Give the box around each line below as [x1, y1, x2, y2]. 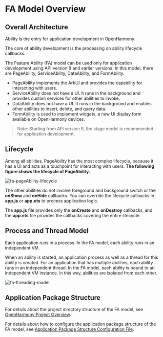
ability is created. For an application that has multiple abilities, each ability [5, 259, 153, 265]
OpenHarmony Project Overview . [5, 312, 72, 317]
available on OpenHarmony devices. [12, 116, 85, 122]
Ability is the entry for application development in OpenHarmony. [5, 36, 136, 42]
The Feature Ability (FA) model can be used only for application [5, 60, 132, 66]
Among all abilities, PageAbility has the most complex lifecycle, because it [5, 158, 154, 164]
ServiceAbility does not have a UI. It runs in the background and [12, 90, 141, 96]
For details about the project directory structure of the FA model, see [5, 307, 143, 313]
